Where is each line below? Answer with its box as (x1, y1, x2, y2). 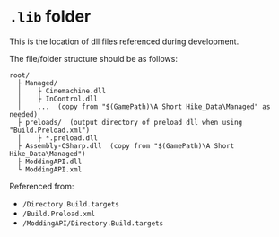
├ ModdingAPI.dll (17, 157, 83, 166)
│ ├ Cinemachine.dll (17, 86, 106, 95)
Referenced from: (9, 180, 74, 191)
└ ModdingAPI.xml (17, 164, 83, 174)
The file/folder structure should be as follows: (9, 53, 178, 64)
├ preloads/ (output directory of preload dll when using (17, 118, 243, 127)
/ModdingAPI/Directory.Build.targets (22, 218, 164, 228)
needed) (9, 110, 39, 118)
